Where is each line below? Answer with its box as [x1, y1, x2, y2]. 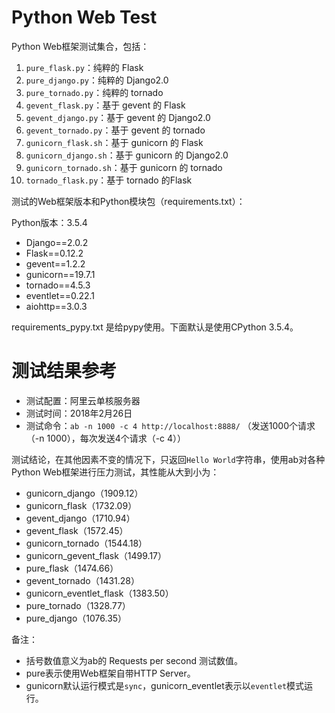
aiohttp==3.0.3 [25, 300, 88, 312]
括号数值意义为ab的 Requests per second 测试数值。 [25, 654, 243, 666]
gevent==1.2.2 [25, 257, 86, 270]
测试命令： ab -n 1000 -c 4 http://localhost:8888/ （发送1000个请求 [25, 419, 316, 431]
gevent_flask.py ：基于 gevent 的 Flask [25, 99, 186, 111]
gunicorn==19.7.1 [25, 268, 96, 280]
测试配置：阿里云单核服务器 [25, 394, 141, 406]
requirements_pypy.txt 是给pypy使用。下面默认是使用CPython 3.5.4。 [11, 321, 299, 333]
